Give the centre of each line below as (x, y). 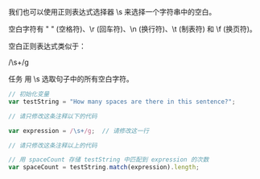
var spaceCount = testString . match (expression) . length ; (104, 168)
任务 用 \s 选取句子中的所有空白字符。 (71, 79)
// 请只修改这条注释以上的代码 (53, 145)
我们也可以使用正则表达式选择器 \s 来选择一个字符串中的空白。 (112, 12)
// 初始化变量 (29, 94)
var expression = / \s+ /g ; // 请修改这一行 (79, 131)
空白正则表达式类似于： (47, 46)
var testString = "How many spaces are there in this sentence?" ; (122, 102)
